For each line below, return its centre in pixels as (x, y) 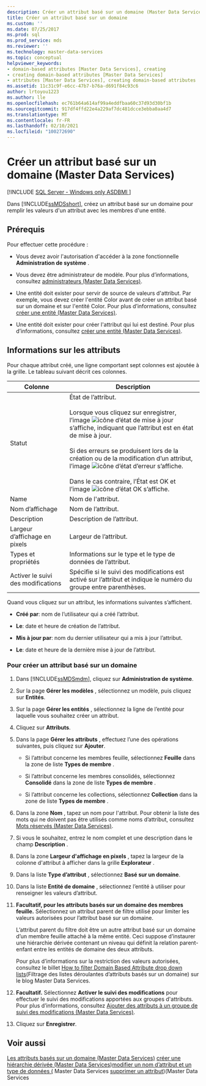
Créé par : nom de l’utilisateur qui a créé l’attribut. (77, 614)
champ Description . (42, 844)
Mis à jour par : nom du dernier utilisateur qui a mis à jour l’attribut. (99, 637)
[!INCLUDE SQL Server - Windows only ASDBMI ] (69, 192)
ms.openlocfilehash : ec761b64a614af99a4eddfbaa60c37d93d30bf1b (89, 103)
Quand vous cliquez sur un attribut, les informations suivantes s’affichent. (99, 602)
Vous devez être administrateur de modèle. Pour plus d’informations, (102, 275)
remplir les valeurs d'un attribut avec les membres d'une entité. (86, 210)
